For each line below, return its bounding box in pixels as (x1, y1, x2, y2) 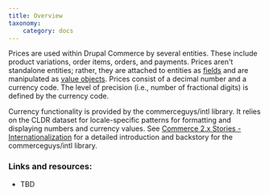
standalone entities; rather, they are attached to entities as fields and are (8, 66, 249, 75)
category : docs (23, 26, 74, 35)
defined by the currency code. (8, 91, 110, 101)
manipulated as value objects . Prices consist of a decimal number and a (8, 74, 247, 84)
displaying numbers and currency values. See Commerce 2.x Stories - (8, 124, 242, 133)
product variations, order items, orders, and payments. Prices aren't (8, 57, 234, 67)
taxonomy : (8, 19, 42, 27)
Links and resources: (8, 161, 93, 173)
